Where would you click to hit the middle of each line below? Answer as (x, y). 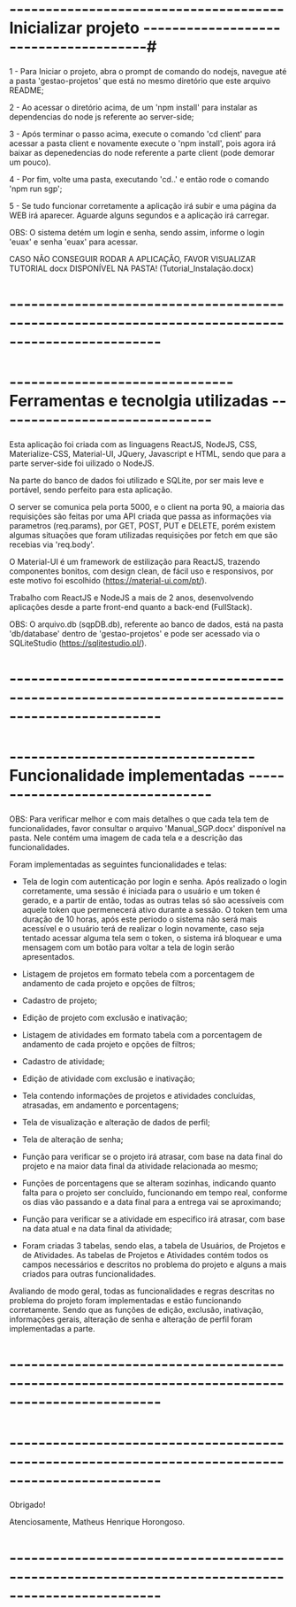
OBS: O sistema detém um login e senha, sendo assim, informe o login (137, 232)
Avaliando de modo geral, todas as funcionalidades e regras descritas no (142, 1291)
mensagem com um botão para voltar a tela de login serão (128, 947)
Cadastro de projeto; (59, 1001)
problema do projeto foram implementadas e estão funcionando (125, 1301)
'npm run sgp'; (36, 189)
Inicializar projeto (74, 28)
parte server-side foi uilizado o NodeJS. (82, 463)
